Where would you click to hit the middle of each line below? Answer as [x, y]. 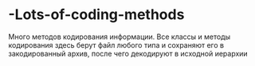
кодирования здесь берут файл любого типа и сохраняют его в [116, 45]
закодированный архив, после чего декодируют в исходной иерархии [128, 53]
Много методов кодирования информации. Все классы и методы [120, 37]
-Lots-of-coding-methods [96, 15]
